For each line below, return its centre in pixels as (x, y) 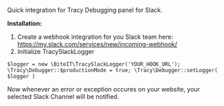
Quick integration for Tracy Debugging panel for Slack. (85, 10)
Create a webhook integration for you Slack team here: (95, 37)
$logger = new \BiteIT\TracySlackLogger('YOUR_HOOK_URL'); (94, 64)
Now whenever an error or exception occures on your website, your (104, 89)
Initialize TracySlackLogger (56, 52)
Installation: (25, 23)
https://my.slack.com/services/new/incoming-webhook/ (97, 44)
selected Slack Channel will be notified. (63, 97)
